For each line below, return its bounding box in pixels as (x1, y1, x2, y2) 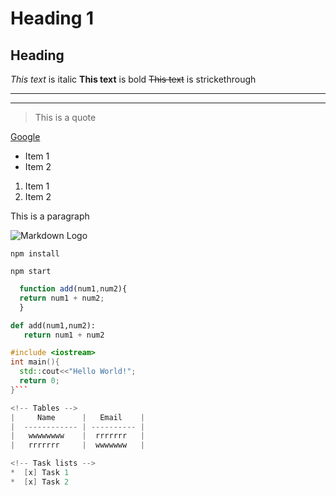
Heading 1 (10, 7, 95, 30)
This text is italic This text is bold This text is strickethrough (10, 73, 257, 85)
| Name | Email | (10, 412, 145, 422)
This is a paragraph (10, 210, 90, 222)
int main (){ (10, 357, 60, 367)
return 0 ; (19, 376, 60, 386)
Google (10, 131, 41, 142)
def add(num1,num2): (10, 320, 97, 331)
